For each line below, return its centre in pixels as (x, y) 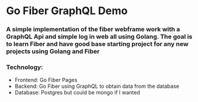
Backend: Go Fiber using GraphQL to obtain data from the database (97, 86)
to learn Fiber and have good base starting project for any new (98, 44)
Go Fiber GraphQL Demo (67, 11)
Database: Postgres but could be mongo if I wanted (77, 93)
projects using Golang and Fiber (53, 51)
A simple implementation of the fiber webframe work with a (93, 29)
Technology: (25, 67)
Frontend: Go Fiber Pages (46, 80)
